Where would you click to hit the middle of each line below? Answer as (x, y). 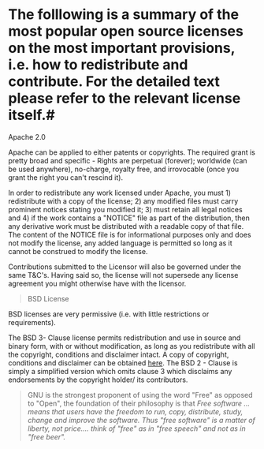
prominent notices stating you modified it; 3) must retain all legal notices (125, 209)
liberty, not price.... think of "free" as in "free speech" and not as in (136, 428)
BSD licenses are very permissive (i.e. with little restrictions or (109, 314)
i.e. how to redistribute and (98, 65)
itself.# (32, 115)
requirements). (32, 322)
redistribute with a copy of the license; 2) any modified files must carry (123, 201)
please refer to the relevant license (125, 98)
